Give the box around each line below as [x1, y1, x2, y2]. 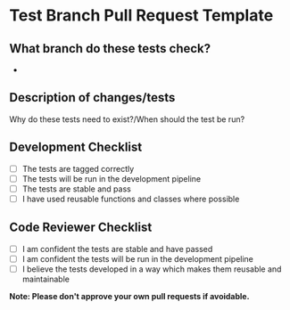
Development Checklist [9, 140, 143, 155]
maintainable [21, 273, 70, 284]
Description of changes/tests [9, 90, 176, 105]
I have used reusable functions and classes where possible [21, 193, 240, 204]
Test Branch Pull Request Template [9, 5, 274, 26]
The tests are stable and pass [21, 184, 131, 194]
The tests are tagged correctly [21, 163, 135, 174]
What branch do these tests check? [9, 41, 211, 56]
